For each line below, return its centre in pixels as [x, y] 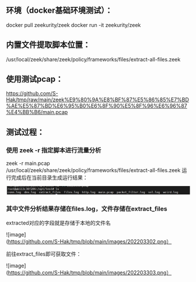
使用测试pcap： [35, 79]
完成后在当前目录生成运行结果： [49, 178]
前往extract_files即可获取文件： [44, 254]
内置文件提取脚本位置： [48, 45]
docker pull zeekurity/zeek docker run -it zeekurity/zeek [73, 25]
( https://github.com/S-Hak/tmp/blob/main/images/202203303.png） [89, 272]
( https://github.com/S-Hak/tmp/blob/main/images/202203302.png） [89, 241]
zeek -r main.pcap [28, 163]
